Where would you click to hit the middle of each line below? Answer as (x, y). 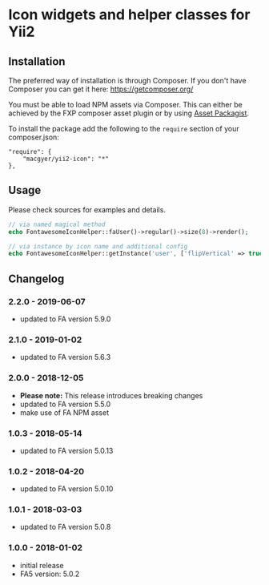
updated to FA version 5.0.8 (65, 527)
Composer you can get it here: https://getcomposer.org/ (101, 89)
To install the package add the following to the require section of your (124, 129)
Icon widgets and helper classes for (129, 15)
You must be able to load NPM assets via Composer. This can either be (125, 105)
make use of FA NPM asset (64, 412)
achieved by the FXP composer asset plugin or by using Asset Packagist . (129, 113)
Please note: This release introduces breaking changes (111, 395)
